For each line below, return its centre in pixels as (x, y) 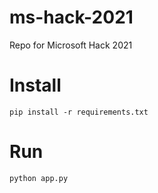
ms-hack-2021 (71, 17)
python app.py (39, 178)
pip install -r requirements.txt (79, 112)
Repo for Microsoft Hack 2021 (71, 45)
